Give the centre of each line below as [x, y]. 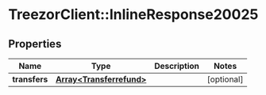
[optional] [225, 79]
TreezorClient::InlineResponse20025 [133, 15]
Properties [35, 44]
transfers [30, 79]
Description [177, 66]
